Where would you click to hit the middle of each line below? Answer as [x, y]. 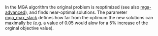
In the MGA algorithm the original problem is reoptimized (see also [72, 7]
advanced [15, 12]
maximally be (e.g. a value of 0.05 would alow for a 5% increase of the [77, 23]
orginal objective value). [30, 28]
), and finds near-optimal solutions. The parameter [76, 12]
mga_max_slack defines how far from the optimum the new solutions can [79, 18]
